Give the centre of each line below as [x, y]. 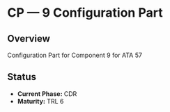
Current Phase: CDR [47, 94]
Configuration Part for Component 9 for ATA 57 [75, 55]
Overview [29, 39]
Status [22, 77]
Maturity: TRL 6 [40, 101]
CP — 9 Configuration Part [85, 13]
